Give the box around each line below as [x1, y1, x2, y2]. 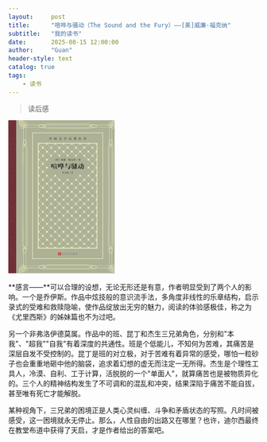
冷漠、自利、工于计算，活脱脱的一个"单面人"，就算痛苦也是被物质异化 [29, 368, 259, 378]
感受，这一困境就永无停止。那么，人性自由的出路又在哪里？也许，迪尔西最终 [8, 415, 259, 425]
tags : [8, 72, 26, 79]
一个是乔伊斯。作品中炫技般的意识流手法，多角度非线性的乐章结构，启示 [21, 292, 259, 301]
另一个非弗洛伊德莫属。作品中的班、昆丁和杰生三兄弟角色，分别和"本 [8, 328, 234, 338]
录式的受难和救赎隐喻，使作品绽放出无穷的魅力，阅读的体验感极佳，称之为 [8, 302, 252, 312]
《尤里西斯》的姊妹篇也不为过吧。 [8, 312, 120, 321]
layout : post [8, 13, 66, 21]
